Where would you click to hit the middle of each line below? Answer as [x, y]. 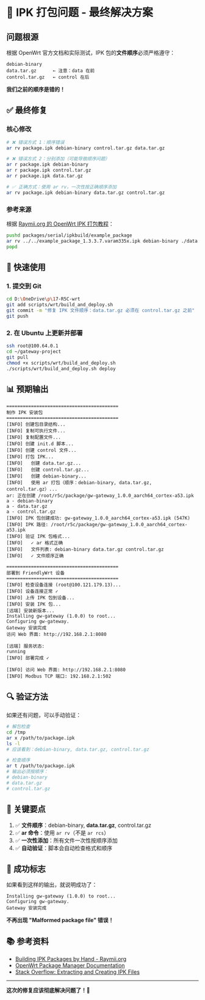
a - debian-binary [30, 501]
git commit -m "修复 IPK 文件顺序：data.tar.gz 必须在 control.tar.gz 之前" [101, 311]
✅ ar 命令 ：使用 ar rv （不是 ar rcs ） [62, 832]
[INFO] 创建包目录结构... [36, 424]
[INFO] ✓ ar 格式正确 [34, 543]
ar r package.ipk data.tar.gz [45, 176]
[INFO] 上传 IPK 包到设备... [41, 598]
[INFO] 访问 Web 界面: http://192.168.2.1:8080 [66, 670]
